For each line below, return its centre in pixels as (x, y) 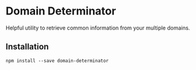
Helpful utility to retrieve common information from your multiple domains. (98, 28)
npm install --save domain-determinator (57, 61)
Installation (27, 47)
